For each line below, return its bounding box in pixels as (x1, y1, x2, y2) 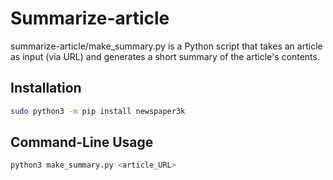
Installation (10, 80, 82, 97)
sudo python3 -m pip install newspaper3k (10, 106, 186, 116)
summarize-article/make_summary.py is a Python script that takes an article (10, 40, 323, 52)
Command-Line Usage (10, 134, 154, 151)
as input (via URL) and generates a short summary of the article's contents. (10, 50, 320, 62)
